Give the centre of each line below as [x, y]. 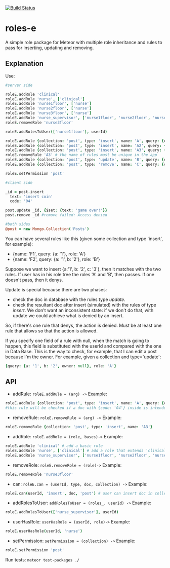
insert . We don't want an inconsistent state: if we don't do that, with [83, 310]
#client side [19, 182]
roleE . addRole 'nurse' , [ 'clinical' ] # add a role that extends [74, 450]
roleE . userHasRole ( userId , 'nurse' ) [44, 531]
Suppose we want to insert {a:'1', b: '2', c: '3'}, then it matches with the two [83, 269]
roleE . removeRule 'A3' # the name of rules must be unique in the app [81, 155]
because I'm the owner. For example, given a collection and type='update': [83, 357]
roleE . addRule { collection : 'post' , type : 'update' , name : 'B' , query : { [85, 160]
